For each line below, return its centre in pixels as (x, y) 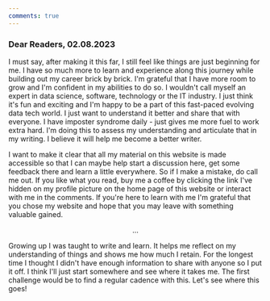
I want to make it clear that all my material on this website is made (118, 154)
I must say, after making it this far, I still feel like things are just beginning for (134, 61)
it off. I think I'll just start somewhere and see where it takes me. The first (129, 271)
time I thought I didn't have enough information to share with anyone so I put (135, 262)
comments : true (34, 16)
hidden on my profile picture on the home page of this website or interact (130, 188)
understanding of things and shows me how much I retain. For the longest (131, 254)
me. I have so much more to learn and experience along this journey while (131, 70)
